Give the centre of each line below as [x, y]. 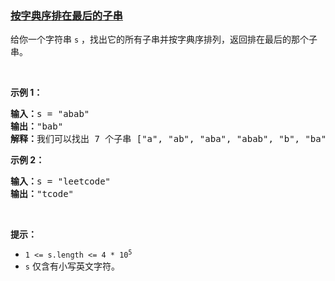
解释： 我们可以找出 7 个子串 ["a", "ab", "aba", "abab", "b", [155, 139]
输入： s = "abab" [50, 114]
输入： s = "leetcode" [61, 181]
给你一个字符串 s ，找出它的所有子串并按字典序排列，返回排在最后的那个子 [164, 39]
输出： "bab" [37, 126]
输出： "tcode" [42, 194]
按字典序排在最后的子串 [66, 15]
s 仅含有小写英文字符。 [72, 266]
